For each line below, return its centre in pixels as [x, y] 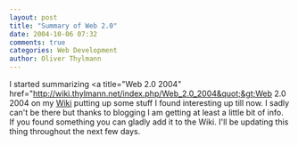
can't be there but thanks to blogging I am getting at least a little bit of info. [146, 113]
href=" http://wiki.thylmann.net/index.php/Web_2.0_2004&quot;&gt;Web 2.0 [148, 93]
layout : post [33, 17]
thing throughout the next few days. [75, 131]
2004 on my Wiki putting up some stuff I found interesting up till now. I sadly [149, 103]
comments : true [37, 42]
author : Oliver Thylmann [55, 59]
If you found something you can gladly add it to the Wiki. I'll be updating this [149, 122]
